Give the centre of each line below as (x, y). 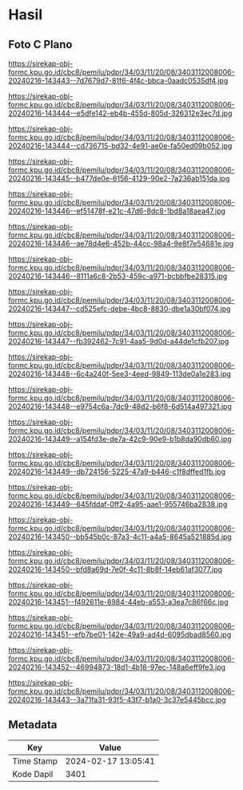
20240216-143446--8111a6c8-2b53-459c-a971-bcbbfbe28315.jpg (118, 276)
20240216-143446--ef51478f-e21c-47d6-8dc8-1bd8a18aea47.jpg (117, 211)
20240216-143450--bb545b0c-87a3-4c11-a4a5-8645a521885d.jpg (120, 537)
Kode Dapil (33, 774)
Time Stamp (35, 761)
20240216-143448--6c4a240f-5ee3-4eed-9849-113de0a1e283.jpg (120, 374)
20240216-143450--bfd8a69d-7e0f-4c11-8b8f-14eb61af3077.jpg (115, 569)
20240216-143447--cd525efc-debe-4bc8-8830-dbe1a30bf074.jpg (120, 309)
